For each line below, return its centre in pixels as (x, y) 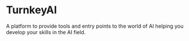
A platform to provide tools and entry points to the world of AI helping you (95, 26)
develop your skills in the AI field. (46, 32)
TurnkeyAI (32, 10)
